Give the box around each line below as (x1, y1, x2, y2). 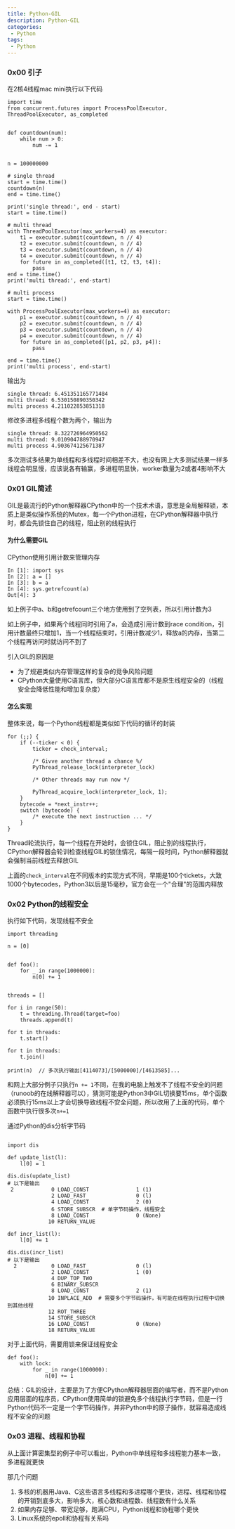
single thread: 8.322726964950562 (7, 430, 109, 437)
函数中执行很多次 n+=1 (7, 1107, 69, 1115)
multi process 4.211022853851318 (7, 403, 105, 410)
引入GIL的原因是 (7, 652, 55, 661)
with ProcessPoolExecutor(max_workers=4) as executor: (7, 308, 171, 315)
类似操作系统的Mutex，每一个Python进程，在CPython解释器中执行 (25, 510, 219, 518)
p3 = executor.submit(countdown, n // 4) (20, 326, 142, 334)
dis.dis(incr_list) (7, 1249, 65, 1256)
